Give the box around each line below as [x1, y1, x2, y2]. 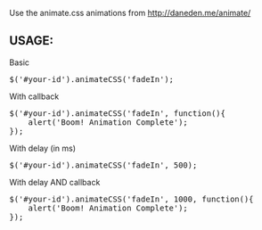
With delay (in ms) [9, 143, 77, 153]
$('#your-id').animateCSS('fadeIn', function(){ [9, 108, 225, 119]
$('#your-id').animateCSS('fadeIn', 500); [9, 160, 198, 170]
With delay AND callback [9, 177, 101, 187]
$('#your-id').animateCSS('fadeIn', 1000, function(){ [9, 193, 254, 204]
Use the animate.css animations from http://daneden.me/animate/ [9, 8, 251, 18]
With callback [9, 91, 60, 102]
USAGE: [9, 33, 54, 48]
